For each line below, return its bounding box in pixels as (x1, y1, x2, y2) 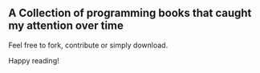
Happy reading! (8, 55, 59, 65)
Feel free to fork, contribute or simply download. (8, 40, 169, 50)
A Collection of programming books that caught (8, 6, 252, 20)
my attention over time (8, 19, 124, 33)
